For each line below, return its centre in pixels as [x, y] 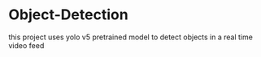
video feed [26, 45]
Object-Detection [68, 15]
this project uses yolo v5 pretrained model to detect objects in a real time [131, 37]
